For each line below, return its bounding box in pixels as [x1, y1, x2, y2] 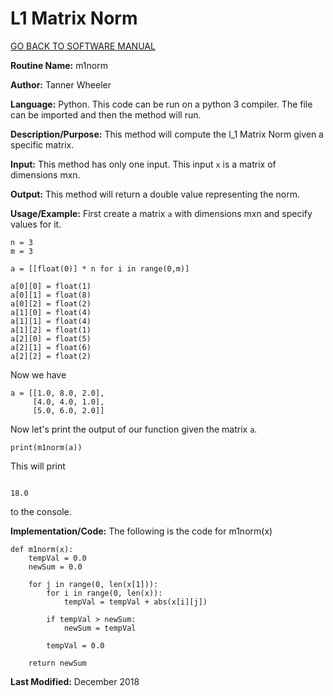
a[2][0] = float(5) [10, 333, 92, 344]
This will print [10, 460, 66, 472]
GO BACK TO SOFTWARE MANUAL [10, 40, 156, 52]
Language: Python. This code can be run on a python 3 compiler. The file [10, 98, 313, 110]
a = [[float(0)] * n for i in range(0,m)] [10, 263, 190, 274]
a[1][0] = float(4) [10, 307, 92, 317]
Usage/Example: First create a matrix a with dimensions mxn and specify [10, 207, 313, 219]
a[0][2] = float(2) [10, 298, 92, 309]
